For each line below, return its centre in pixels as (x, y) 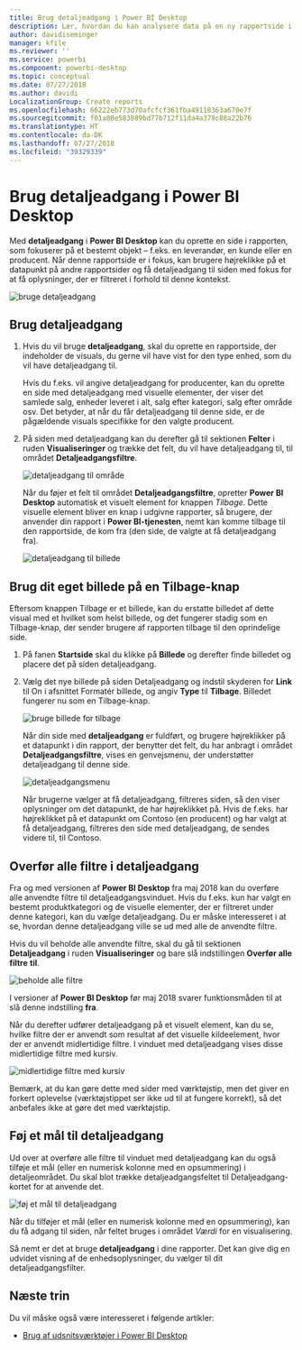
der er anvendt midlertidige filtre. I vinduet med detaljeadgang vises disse (146, 1044)
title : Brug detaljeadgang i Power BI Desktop (98, 18)
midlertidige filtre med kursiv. (64, 1053)
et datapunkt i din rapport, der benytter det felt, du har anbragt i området (157, 746)
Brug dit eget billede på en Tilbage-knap (125, 587)
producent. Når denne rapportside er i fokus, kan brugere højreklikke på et (147, 260)
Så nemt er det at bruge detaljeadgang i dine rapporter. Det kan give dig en (150, 1248)
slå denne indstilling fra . (54, 1007)
